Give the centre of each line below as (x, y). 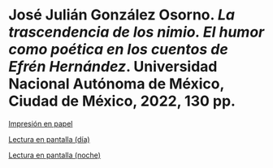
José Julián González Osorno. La (122, 15)
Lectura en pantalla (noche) (55, 155)
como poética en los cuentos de (119, 50)
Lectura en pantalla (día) (50, 139)
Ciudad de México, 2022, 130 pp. (122, 101)
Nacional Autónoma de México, (117, 84)
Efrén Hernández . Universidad (113, 67)
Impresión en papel (41, 123)
